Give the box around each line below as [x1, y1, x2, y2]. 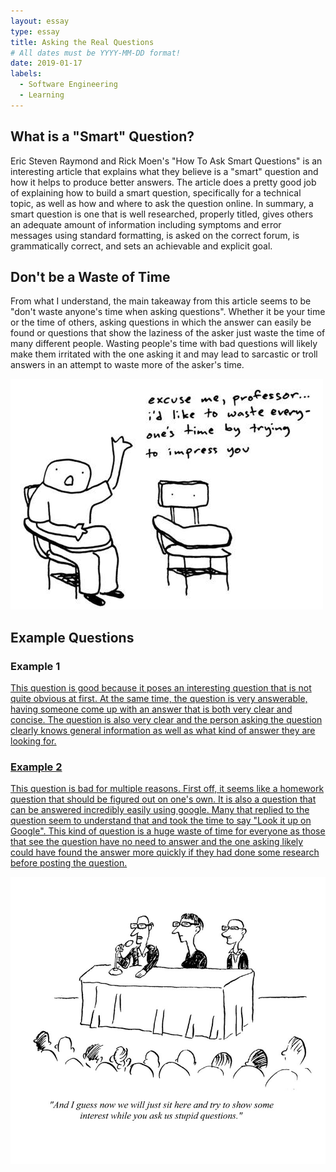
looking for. [10, 735, 57, 747]
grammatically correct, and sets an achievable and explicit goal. [10, 240, 273, 252]
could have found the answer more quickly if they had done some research [10, 846, 320, 859]
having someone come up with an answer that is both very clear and [10, 703, 293, 715]
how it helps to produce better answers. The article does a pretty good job [10, 176, 317, 188]
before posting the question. [10, 857, 128, 869]
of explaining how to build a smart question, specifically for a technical [10, 186, 302, 199]
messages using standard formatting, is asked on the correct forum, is [10, 229, 300, 241]
